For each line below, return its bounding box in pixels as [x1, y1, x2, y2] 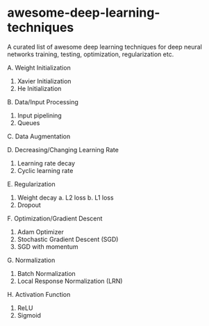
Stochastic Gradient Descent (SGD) [17, 235, 119, 243]
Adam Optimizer [17, 227, 64, 236]
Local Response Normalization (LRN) [17, 277, 123, 285]
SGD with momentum [17, 242, 78, 251]
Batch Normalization [17, 269, 76, 277]
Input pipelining [17, 111, 62, 120]
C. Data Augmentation [7, 132, 71, 140]
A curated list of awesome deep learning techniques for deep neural [7, 42, 203, 51]
